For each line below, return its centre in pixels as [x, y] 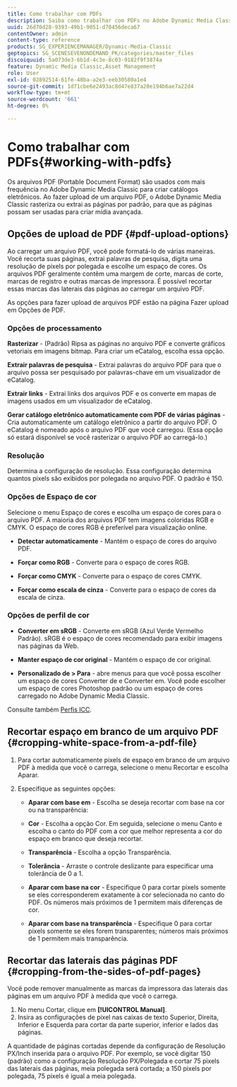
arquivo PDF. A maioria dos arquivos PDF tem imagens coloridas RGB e [111, 520]
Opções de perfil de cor [48, 615]
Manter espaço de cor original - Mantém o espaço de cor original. [114, 659]
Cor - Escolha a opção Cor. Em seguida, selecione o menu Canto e [125, 823]
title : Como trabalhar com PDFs [55, 14]
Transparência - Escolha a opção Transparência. [99, 852]
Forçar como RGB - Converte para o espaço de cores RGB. [104, 562]
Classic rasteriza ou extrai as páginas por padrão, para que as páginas [110, 204]
